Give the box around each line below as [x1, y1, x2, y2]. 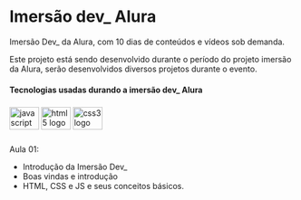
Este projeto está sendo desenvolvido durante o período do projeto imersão [9, 53, 292, 64]
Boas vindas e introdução [22, 171, 118, 182]
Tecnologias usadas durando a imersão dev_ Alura [9, 84, 203, 95]
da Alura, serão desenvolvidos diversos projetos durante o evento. [9, 63, 257, 74]
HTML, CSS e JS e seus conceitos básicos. [22, 181, 184, 192]
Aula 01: [9, 144, 39, 155]
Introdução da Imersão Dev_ [22, 161, 128, 173]
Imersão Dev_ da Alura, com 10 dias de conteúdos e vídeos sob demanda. [9, 36, 286, 47]
